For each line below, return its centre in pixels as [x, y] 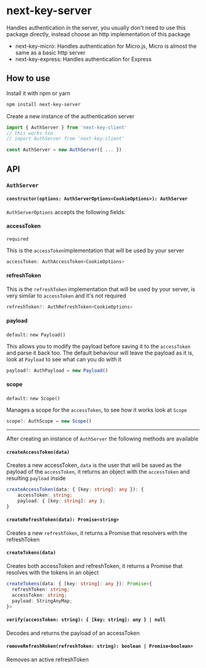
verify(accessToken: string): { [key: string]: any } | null [86, 620]
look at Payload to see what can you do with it [64, 359]
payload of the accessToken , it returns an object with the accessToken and [98, 472]
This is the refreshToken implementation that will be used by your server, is [101, 289]
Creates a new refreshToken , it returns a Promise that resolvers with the [97, 533]
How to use [28, 78]
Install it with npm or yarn [38, 93]
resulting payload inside [36, 478]
